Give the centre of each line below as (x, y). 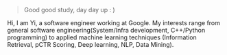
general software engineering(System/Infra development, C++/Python (106, 30)
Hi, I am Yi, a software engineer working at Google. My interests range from (114, 23)
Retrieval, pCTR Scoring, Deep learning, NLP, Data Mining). (91, 44)
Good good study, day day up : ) (69, 10)
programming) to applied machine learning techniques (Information (102, 37)
